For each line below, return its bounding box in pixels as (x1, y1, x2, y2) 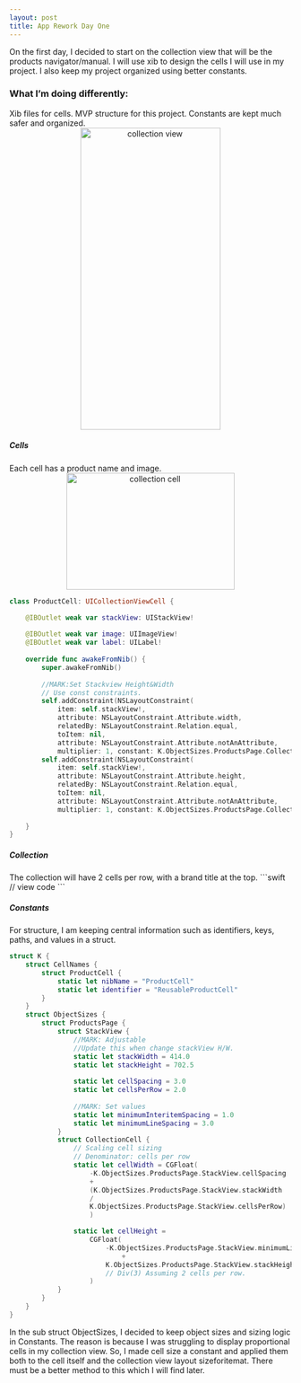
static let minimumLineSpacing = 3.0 (73, 1119, 215, 1128)
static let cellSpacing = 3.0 (73, 1077, 186, 1087)
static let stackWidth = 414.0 (73, 1052, 191, 1061)
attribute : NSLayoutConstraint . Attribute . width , (56, 713, 243, 723)
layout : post (9, 13, 58, 22)
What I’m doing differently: (9, 87, 129, 100)
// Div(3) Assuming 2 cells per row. (105, 1268, 246, 1278)
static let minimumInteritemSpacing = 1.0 (73, 1110, 235, 1119)
